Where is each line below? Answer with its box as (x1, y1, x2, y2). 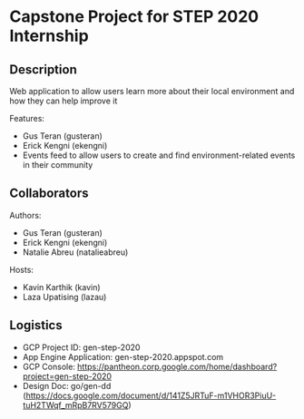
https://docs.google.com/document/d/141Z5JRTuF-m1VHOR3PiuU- (25, 390, 277, 401)
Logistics (9, 317, 63, 333)
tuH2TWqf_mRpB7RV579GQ (22, 399, 129, 410)
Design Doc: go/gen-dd (22, 380, 112, 391)
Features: (9, 113, 45, 123)
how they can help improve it (9, 95, 118, 106)
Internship (9, 25, 89, 46)
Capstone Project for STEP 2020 (9, 6, 260, 27)
